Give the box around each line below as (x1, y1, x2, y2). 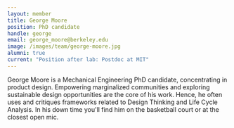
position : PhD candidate (7, 23, 80, 30)
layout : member (7, 10, 52, 18)
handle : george (7, 30, 52, 37)
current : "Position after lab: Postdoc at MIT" (7, 56, 150, 63)
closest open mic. (7, 113, 59, 121)
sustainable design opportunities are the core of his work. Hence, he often (7, 90, 223, 98)
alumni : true (7, 50, 46, 57)
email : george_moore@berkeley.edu (7, 37, 109, 44)
